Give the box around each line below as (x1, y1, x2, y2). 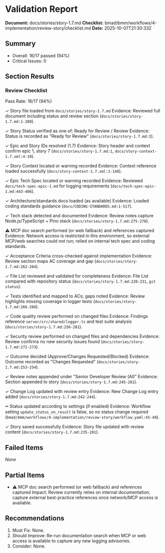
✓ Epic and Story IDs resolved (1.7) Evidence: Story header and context (5, 143, 150, 149)
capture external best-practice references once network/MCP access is (12, 495, 159, 501)
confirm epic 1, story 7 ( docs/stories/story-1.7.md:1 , (5, 148, 114, 154)
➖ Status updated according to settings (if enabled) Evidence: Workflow (5, 403, 151, 409)
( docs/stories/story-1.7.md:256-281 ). (5, 324, 83, 330)
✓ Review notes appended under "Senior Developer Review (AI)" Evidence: (5, 374, 158, 380)
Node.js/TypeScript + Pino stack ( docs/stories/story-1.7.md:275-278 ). (5, 218, 149, 224)
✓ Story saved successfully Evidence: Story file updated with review (5, 424, 144, 430)
